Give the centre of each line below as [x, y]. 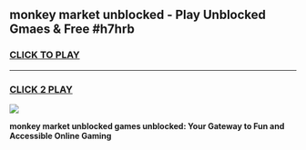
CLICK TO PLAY [45, 55]
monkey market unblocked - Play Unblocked [138, 15]
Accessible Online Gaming [61, 135]
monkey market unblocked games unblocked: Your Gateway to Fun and [147, 125]
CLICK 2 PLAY [41, 89]
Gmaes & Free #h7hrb [72, 30]
